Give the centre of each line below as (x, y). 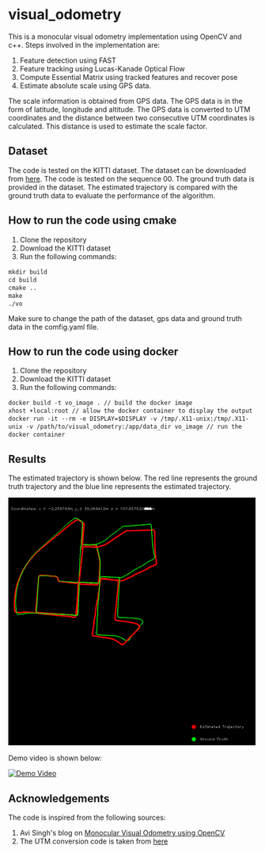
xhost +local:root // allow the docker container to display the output (131, 411)
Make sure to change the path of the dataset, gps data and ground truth (125, 318)
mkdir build (28, 272)
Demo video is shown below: (55, 758)
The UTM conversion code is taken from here (94, 841)
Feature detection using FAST (68, 60)
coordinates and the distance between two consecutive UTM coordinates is (132, 117)
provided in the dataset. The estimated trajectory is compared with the (123, 187)
